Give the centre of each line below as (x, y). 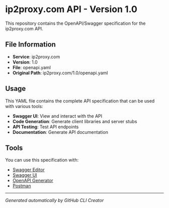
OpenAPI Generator (33, 181)
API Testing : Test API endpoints (46, 127)
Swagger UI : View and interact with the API (57, 116)
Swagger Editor (29, 170)
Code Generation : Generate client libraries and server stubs (75, 121)
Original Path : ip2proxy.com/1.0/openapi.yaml (60, 73)
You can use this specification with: (42, 160)
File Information (31, 45)
